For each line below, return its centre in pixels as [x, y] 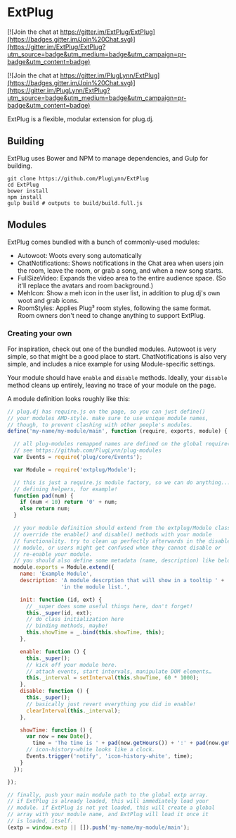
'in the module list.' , [96, 587]
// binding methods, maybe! [67, 626]
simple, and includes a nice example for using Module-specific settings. [111, 364]
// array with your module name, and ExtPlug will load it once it [108, 815]
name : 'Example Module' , [56, 574]
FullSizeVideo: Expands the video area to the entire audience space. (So [122, 278]
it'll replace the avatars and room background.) [85, 285]
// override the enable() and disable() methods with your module [113, 534]
